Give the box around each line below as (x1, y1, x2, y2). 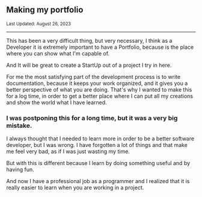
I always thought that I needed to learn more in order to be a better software (6, 135, 194, 142)
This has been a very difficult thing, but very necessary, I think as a (6, 37, 173, 44)
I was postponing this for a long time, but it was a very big (6, 114, 178, 122)
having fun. (6, 166, 34, 174)
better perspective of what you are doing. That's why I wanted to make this (6, 86, 192, 93)
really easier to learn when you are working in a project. (6, 184, 144, 192)
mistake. (6, 121, 32, 130)
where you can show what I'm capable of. (6, 49, 110, 57)
